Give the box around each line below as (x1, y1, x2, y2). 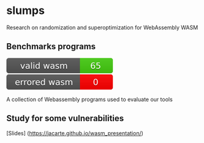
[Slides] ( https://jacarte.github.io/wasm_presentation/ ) (6, 129, 144, 137)
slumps (6, 4, 45, 18)
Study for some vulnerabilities (6, 113, 124, 124)
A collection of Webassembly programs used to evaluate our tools (6, 96, 173, 103)
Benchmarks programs (6, 41, 96, 52)
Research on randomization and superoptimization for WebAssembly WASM (6, 24, 198, 31)
